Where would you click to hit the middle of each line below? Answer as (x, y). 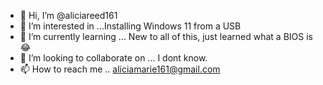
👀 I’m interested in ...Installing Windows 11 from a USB (130, 26)
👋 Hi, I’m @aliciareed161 (68, 15)
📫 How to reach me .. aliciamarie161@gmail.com (120, 69)
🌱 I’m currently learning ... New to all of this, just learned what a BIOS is (166, 36)
